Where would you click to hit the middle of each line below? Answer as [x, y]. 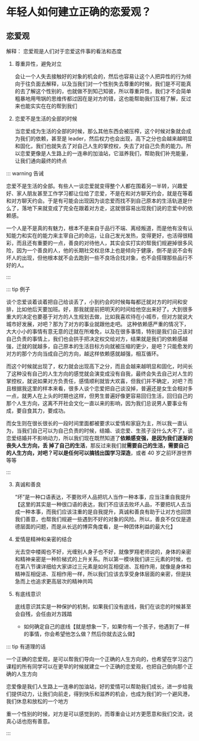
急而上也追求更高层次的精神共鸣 [54, 581]
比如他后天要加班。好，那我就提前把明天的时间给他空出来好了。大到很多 [105, 309]
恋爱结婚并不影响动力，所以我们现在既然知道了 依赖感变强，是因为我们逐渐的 [99, 438]
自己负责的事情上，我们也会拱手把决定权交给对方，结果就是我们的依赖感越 [97, 339]
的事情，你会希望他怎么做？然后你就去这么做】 [81, 634]
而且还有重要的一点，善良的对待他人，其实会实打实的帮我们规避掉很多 [102, 243]
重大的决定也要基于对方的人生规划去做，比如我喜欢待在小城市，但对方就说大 [99, 317]
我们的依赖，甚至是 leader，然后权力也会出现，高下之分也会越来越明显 [106, 139]
